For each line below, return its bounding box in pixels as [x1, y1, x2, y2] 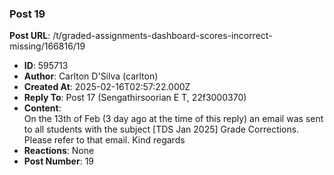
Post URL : [9, 30, 51, 42]
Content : [23, 102, 62, 114]
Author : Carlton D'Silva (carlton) [23, 70, 159, 82]
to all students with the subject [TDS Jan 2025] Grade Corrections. [23, 123, 300, 136]
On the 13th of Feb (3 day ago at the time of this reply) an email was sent [23, 113, 324, 125]
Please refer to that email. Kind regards [23, 134, 186, 146]
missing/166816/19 [9, 40, 86, 52]
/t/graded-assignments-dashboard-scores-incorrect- [52, 30, 273, 42]
